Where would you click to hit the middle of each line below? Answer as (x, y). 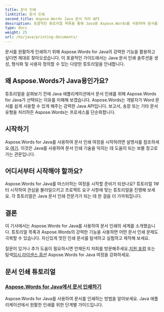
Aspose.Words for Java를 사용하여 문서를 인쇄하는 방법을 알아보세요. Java (77, 298)
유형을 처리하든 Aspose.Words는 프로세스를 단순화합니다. (60, 112)
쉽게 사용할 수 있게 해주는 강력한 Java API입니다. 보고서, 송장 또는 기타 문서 (86, 106)
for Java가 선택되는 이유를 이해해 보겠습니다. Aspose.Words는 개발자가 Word (80, 100)
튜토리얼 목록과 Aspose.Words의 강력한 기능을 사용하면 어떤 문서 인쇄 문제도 (85, 232)
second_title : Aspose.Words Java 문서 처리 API (52, 19)
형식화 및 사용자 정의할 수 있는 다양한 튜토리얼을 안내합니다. (68, 64)
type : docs (16, 28)
